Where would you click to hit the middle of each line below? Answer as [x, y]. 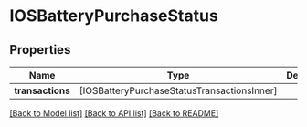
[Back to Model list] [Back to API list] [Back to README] [114, 113]
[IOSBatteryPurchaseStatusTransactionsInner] [178, 90]
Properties [40, 50]
